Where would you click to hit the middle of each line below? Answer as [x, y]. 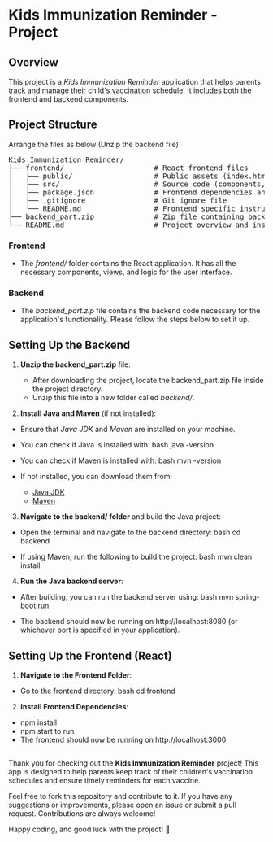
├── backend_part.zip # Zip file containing [126, 216]
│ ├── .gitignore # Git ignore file [118, 200]
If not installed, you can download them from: [96, 477]
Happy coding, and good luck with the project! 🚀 [89, 829]
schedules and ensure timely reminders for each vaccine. [104, 781]
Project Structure [53, 125]
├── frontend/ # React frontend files [129, 168]
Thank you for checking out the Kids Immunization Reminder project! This [134, 763]
